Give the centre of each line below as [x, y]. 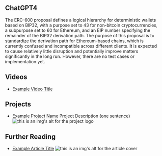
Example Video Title [32, 89]
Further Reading [30, 137]
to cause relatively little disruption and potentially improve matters [72, 51]
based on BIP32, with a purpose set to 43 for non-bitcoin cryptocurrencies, [81, 25]
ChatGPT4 [21, 8]
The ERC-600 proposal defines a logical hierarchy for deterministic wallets [81, 20]
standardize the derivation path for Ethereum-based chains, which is [74, 41]
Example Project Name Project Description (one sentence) [71, 116]
